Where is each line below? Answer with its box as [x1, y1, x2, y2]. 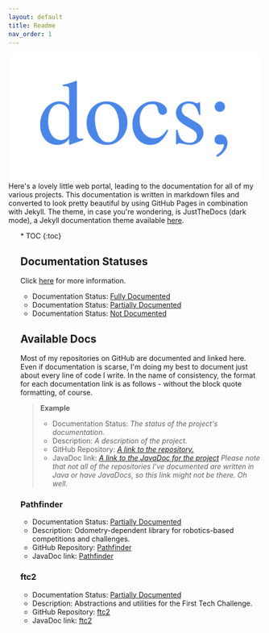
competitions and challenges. [31, 534, 130, 544]
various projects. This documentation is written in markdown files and [8, 190, 240, 200]
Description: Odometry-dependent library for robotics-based [31, 526, 234, 536]
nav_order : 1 [8, 30, 52, 38]
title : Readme [8, 21, 56, 30]
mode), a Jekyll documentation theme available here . [8, 216, 184, 225]
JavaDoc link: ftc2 [31, 615, 93, 625]
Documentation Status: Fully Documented [31, 292, 171, 301]
